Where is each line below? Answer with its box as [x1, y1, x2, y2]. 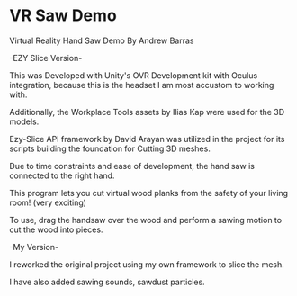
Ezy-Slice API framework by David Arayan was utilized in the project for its [9, 133, 285, 144]
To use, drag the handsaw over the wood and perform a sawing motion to [9, 214, 282, 225]
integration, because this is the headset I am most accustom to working [9, 79, 274, 90]
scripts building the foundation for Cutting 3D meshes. [9, 143, 211, 154]
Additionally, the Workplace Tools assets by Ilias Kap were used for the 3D [9, 106, 285, 117]
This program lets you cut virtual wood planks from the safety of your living [9, 187, 289, 198]
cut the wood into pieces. [9, 224, 103, 235]
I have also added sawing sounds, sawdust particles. [9, 276, 205, 287]
